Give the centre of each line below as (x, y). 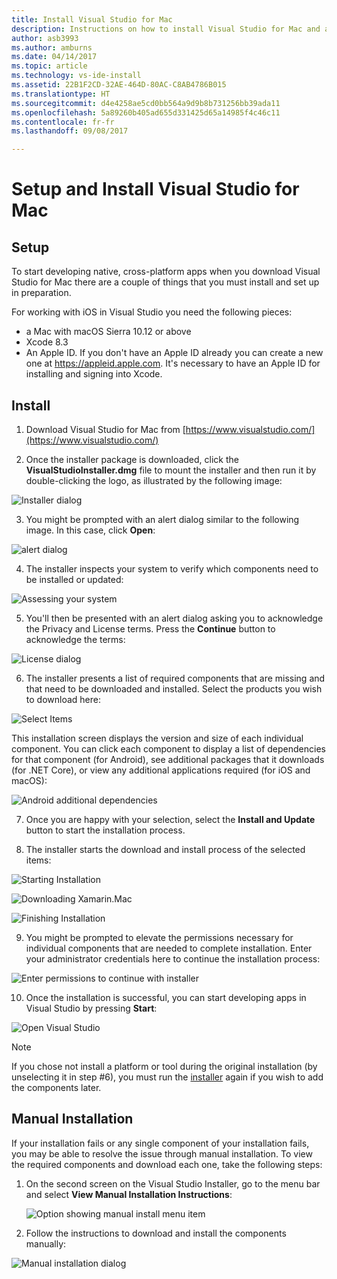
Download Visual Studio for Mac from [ (105, 429)
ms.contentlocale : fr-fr (63, 122)
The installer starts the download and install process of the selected (165, 849)
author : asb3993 (45, 38)
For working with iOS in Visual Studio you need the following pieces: (152, 312)
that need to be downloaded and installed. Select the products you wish (174, 688)
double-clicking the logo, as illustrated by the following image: (154, 480)
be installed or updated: (74, 579)
